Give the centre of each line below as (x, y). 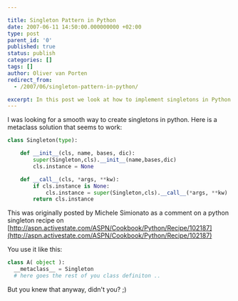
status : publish (31, 53)
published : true (31, 47)
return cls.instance (63, 199)
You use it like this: (35, 250)
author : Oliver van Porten (47, 73)
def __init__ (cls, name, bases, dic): (78, 153)
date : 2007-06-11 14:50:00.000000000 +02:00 (74, 27)
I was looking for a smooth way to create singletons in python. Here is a (112, 120)
